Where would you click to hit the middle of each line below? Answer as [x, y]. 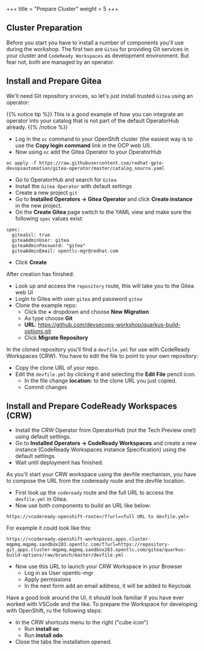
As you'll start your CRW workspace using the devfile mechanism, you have [101, 474]
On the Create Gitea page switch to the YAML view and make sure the [103, 212]
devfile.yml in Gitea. [41, 499]
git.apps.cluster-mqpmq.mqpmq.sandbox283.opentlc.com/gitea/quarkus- [97, 550]
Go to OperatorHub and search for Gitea [66, 180]
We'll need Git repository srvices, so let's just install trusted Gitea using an [100, 96]
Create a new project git [46, 192]
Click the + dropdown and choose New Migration [86, 311]
